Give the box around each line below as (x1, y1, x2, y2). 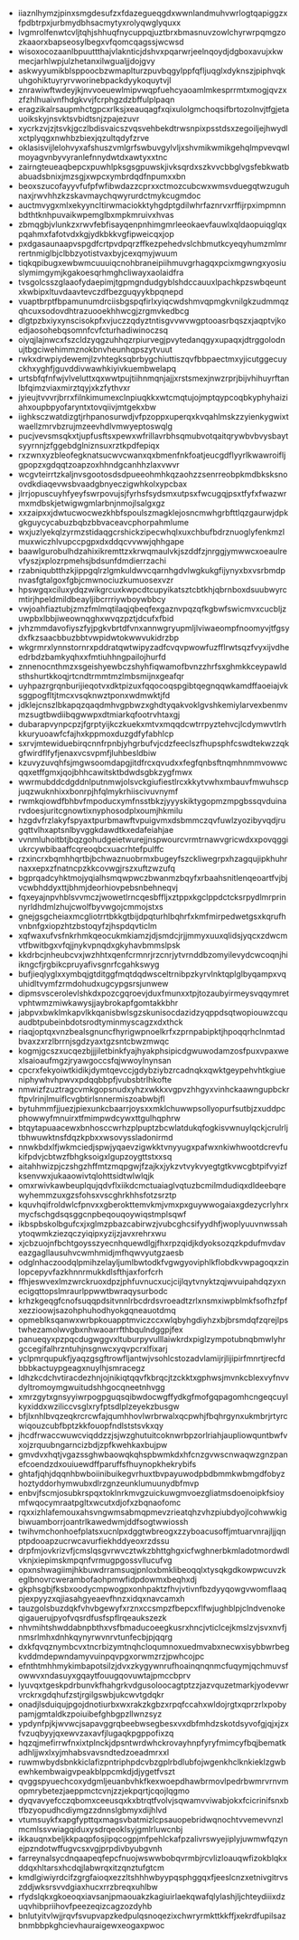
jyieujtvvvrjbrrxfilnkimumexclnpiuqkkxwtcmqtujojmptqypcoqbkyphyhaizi (17, 393, 289, 402)
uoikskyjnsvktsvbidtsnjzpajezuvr (17, 113, 140, 124)
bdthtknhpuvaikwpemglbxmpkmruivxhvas (17, 210, 174, 220)
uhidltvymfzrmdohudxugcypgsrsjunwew (17, 979, 169, 989)
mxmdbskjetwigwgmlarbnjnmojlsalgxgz (17, 497, 165, 508)
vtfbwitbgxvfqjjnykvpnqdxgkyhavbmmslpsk (17, 940, 181, 951)
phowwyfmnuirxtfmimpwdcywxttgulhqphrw (17, 1112, 181, 1123)
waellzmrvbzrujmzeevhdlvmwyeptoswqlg (17, 421, 173, 431)
